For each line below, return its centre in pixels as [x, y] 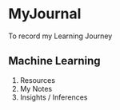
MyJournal [45, 14]
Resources [38, 80]
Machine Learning [55, 61]
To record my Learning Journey [60, 36]
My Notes [36, 88]
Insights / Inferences [54, 97]
